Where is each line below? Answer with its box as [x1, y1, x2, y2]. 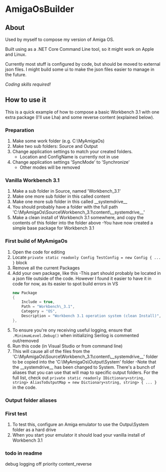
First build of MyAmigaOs [5, 237, 68, 244]
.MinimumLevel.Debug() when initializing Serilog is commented [12, 332, 139, 338]
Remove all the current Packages [12, 265, 80, 271]
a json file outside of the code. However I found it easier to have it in [12, 275, 152, 281]
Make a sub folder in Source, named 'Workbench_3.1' [12, 188, 121, 194]
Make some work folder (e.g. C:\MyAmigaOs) [12, 138, 105, 144]
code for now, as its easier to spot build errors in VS [12, 280, 118, 287]
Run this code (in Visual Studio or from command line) [12, 343, 123, 349]
